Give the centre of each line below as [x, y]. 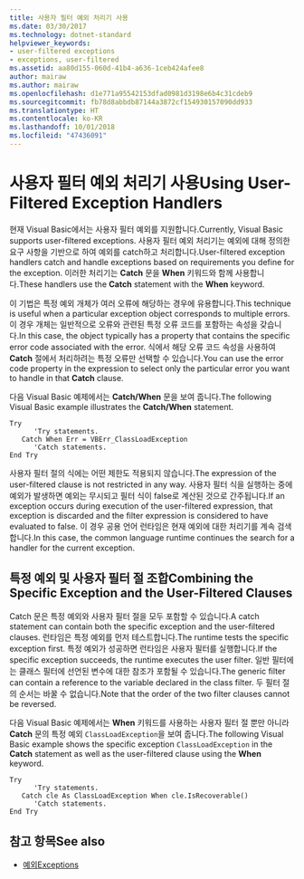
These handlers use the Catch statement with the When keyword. [142, 284]
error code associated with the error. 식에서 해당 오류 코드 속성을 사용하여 [142, 347]
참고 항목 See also [57, 841]
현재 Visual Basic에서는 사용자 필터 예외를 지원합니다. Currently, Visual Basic [146, 229]
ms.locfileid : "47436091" [58, 136]
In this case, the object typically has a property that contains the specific [154, 335]
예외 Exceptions [51, 865]
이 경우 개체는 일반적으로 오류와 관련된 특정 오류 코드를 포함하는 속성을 [133, 324]
